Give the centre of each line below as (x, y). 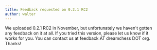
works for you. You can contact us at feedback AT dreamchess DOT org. (78, 38)
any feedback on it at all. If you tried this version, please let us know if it (77, 33)
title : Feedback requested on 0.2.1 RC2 (47, 9)
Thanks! (13, 43)
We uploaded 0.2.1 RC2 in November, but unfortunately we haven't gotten (78, 28)
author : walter (20, 14)
